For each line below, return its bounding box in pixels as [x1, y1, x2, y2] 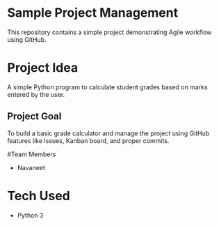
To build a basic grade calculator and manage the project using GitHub [7, 129, 210, 137]
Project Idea [7, 60, 79, 76]
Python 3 [17, 211, 44, 219]
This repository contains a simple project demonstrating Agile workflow [7, 28, 212, 36]
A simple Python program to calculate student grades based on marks [7, 82, 208, 91]
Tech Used [7, 188, 71, 204]
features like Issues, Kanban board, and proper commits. [7, 136, 170, 144]
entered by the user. [7, 90, 65, 98]
